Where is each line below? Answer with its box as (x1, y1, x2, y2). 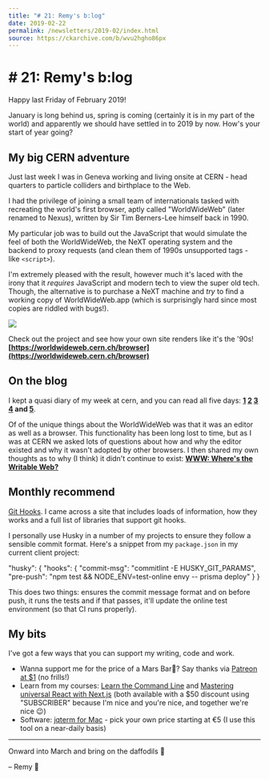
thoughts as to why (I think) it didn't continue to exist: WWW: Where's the (8, 453, 254, 463)
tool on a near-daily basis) (19, 724, 106, 733)
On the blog (8, 374, 68, 388)
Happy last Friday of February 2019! (8, 95, 126, 105)
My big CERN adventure (8, 151, 130, 164)
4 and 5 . (8, 404, 36, 413)
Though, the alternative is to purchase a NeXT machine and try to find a (8, 287, 244, 296)
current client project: (8, 548, 80, 557)
